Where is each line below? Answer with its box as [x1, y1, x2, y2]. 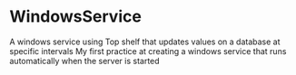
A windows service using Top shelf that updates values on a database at [9, 36, 281, 47]
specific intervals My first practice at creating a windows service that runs [9, 45, 287, 56]
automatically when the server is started [9, 55, 161, 66]
